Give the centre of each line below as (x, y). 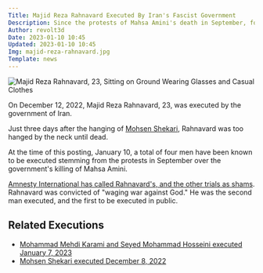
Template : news (33, 60)
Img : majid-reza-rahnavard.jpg (59, 52)
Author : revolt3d (36, 30)
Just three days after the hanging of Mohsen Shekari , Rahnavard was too (126, 128)
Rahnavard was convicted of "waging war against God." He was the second (130, 192)
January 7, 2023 (46, 253)
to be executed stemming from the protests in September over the (115, 160)
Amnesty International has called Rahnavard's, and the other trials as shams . (131, 184)
